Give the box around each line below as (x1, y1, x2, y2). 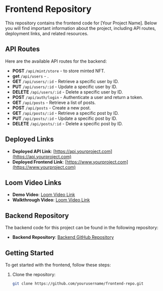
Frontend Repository (5, 3, 92, 15)
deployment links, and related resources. (5, 30, 89, 36)
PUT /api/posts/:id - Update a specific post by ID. (12, 115, 117, 121)
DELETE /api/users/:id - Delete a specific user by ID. (12, 89, 123, 95)
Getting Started (5, 249, 54, 257)
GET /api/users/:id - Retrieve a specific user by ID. (12, 78, 119, 84)
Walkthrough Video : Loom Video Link (12, 197, 90, 203)
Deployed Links (5, 135, 54, 144)
